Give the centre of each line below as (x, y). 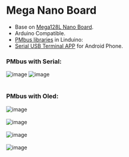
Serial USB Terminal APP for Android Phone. (69, 46)
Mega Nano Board (51, 10)
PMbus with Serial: (34, 61)
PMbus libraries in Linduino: (49, 39)
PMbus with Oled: (32, 96)
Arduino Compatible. (40, 33)
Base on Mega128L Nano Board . (54, 27)
